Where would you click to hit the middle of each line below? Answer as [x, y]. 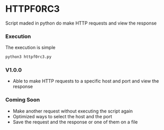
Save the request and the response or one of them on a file [75, 122]
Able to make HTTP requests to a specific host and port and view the [86, 81]
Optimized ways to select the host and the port [62, 116]
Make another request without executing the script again [73, 111]
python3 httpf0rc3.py [29, 57]
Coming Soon [23, 100]
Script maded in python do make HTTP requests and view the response [81, 23]
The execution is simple [30, 48]
